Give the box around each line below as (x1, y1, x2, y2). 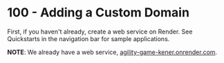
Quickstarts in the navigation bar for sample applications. (7, 34, 170, 42)
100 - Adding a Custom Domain (7, 5, 190, 21)
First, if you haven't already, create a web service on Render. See (7, 27, 193, 36)
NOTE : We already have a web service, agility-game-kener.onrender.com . (7, 48, 218, 56)
